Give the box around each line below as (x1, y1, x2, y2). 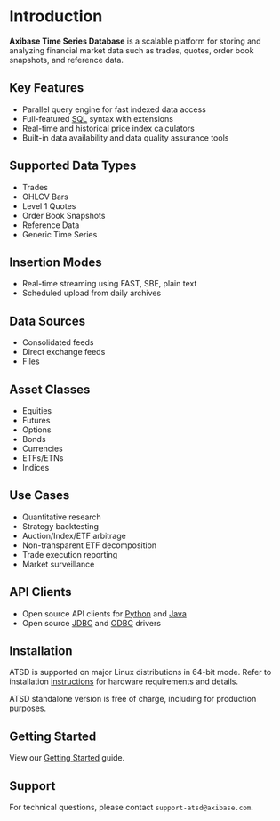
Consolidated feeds (21, 337, 94, 348)
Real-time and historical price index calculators (21, 123, 196, 133)
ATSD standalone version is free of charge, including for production (9, 694, 257, 704)
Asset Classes (9, 382, 91, 397)
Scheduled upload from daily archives (21, 287, 162, 299)
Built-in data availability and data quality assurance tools (21, 132, 229, 143)
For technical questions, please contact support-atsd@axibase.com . (9, 802, 253, 813)
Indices (21, 463, 50, 472)
